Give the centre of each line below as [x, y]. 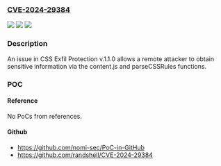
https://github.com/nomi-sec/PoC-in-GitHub [81, 147]
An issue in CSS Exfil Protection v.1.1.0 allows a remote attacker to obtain [111, 59]
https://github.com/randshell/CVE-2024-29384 [85, 155]
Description [27, 44]
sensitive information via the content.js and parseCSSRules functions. [107, 66]
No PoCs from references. [44, 116]
